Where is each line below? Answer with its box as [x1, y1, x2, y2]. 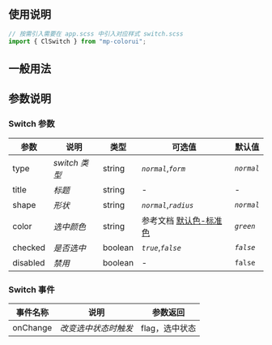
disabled [12, 257, 45, 268]
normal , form [141, 162, 186, 174]
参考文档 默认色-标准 [141, 214, 223, 226]
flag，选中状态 [140, 322, 197, 334]
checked [12, 242, 46, 253]
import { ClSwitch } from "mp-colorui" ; [8, 37, 147, 45]
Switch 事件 [8, 283, 55, 295]
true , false [141, 242, 182, 253]
